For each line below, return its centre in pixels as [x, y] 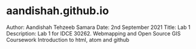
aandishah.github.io [58, 11]
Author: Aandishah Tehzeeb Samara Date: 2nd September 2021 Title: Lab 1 [98, 27]
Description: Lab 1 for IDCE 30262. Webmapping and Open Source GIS [94, 33]
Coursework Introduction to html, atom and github [68, 40]
